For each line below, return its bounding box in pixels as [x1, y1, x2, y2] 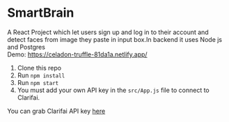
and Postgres [7, 43, 45, 51]
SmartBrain [7, 5, 74, 21]
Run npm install [17, 71, 65, 79]
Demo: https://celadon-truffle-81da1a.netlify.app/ [7, 50, 148, 59]
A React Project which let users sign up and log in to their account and [7, 28, 209, 36]
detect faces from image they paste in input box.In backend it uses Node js [7, 35, 223, 43]
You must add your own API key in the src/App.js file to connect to [17, 86, 210, 94]
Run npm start [17, 78, 59, 86]
